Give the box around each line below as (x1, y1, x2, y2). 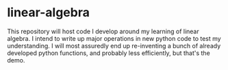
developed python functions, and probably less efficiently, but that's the (7, 49, 210, 57)
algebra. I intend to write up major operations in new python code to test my (7, 34, 221, 42)
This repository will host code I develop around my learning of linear (7, 27, 200, 35)
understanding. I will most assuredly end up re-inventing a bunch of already (7, 41, 221, 50)
